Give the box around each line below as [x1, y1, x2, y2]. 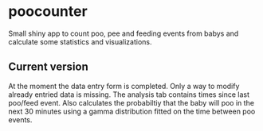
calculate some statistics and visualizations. [8, 37, 153, 46]
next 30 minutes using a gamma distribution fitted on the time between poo [8, 106, 256, 116]
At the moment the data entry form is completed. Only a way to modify [8, 81, 240, 91]
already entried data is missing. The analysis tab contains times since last [8, 90, 249, 99]
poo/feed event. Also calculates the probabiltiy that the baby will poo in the [8, 98, 255, 107]
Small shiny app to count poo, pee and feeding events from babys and [8, 29, 239, 38]
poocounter [8, 2, 88, 21]
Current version [8, 60, 89, 74]
